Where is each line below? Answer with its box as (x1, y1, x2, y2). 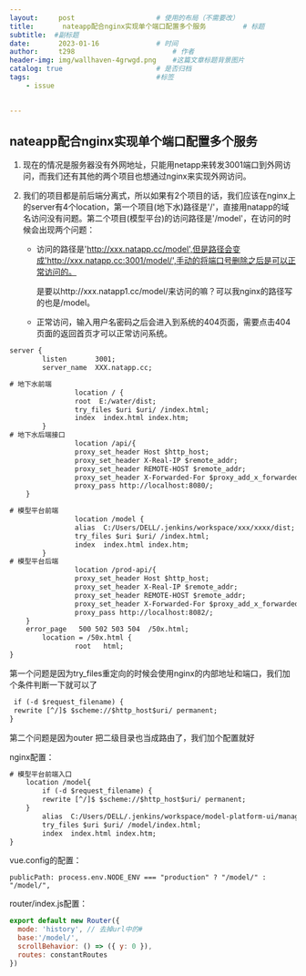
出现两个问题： (38, 224, 96, 235)
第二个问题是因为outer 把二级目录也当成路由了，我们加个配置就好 (9, 732, 255, 743)
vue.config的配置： (9, 855, 82, 866)
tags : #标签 (9, 73, 175, 82)
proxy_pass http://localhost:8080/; (74, 481, 214, 490)
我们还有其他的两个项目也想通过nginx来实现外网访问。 (46, 170, 251, 182)
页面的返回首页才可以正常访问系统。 (36, 328, 173, 339)
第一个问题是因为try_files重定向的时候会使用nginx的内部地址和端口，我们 (9, 667, 282, 679)
